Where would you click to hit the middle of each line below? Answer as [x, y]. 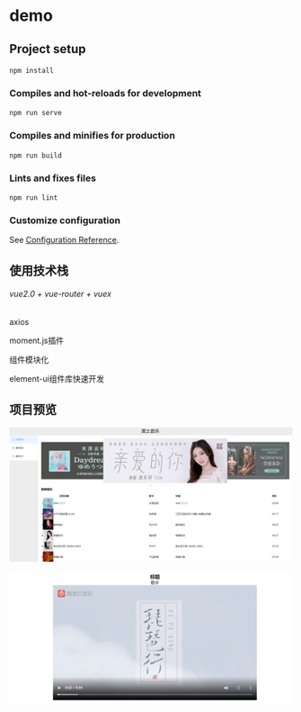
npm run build [36, 155]
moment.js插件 [37, 340]
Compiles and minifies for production [92, 136]
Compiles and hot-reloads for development [106, 93]
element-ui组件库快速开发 [57, 378]
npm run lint [34, 198]
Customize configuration [65, 220]
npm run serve [36, 113]
